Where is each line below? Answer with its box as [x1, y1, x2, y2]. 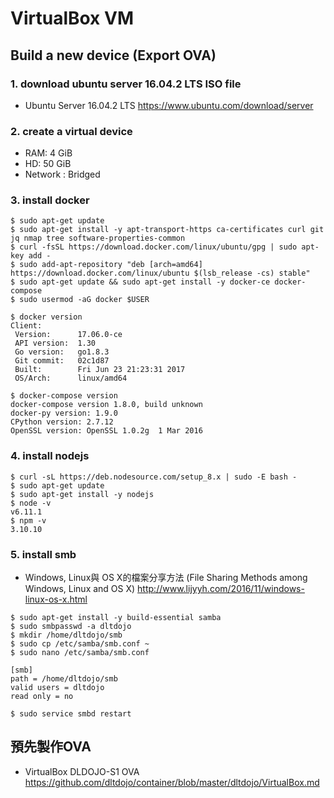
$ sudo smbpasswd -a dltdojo [10, 622, 132, 632]
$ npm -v [10, 515, 47, 526]
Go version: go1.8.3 [14, 347, 110, 357]
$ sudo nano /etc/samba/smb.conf [10, 648, 150, 658]
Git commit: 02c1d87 [14, 356, 110, 366]
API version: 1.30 [14, 338, 97, 349]
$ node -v [10, 498, 52, 508]
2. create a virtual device [10, 124, 133, 138]
